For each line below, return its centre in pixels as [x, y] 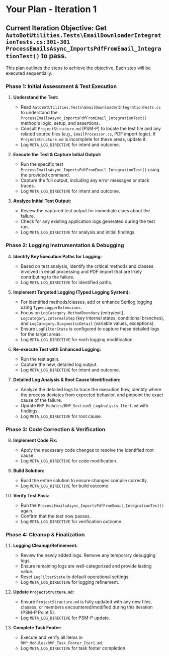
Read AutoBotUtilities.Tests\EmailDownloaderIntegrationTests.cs [91, 107]
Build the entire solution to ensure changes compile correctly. [84, 480]
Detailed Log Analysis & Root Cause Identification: [67, 380]
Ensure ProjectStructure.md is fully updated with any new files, [86, 602]
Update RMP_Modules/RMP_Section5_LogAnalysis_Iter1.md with [84, 405]
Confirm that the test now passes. [56, 516]
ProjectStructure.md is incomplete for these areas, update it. [84, 139]
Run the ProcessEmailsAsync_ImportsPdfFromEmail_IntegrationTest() [92, 505]
